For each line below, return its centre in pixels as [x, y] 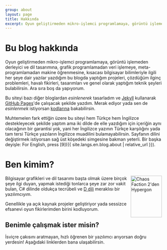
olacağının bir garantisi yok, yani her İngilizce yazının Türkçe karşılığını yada [83, 129]
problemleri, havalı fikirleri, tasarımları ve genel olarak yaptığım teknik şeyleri [83, 83]
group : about [19, 10]
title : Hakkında [22, 19]
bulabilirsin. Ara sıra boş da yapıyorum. [45, 88]
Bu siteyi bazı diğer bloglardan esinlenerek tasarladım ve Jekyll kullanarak [81, 98]
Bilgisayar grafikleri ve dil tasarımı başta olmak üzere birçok [66, 178]
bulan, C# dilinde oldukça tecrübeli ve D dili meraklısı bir [63, 189]
